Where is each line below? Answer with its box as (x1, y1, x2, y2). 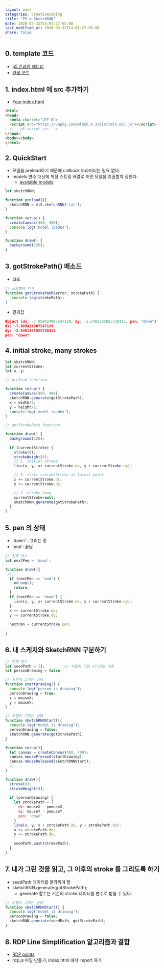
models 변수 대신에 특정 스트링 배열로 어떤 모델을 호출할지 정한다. (12, 174, 138, 180)
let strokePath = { (14, 800, 54, 805)
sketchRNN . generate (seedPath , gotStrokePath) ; (9, 918, 106, 924)
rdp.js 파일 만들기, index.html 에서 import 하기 (12, 957, 102, 963)
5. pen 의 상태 (5, 523, 46, 532)
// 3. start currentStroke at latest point (14, 473, 104, 478)
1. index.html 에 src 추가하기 (5, 86, 89, 94)
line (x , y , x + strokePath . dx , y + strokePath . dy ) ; (14, 822, 121, 828)
